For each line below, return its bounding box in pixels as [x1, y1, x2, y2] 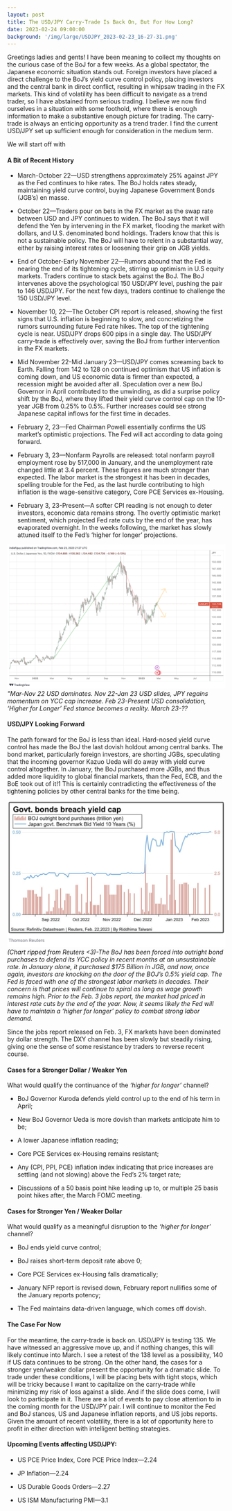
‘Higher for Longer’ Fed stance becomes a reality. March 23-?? [7, 704, 188, 712]
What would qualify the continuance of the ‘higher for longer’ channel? [7, 1081, 209, 1089]
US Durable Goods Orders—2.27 [17, 1482, 111, 1491]
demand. [7, 1014, 33, 1023]
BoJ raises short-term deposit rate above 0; [17, 1256, 143, 1265]
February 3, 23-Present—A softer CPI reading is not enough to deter [17, 502, 213, 510]
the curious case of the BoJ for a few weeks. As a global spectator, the [7, 60, 210, 69]
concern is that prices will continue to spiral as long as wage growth [7, 985, 203, 993]
